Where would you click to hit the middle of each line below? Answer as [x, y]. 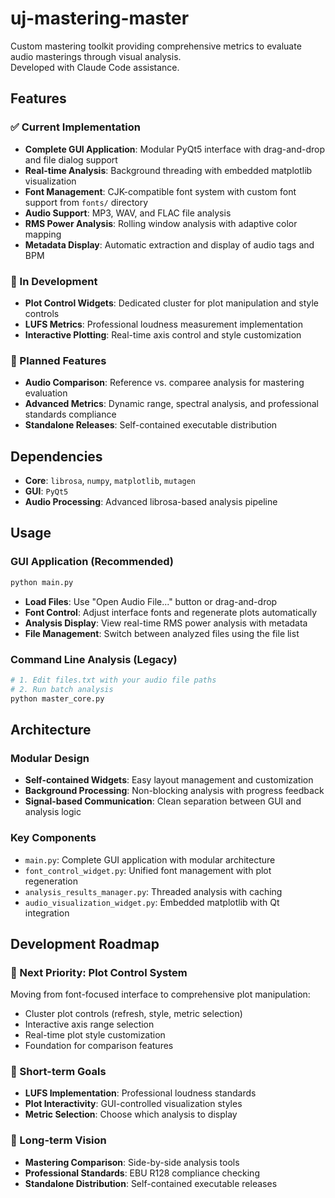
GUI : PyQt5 [46, 491]
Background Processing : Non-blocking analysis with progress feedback [174, 791]
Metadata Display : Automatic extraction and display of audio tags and [169, 244]
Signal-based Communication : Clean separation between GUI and [163, 801]
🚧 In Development [54, 281]
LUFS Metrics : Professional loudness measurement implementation [164, 324]
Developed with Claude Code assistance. [95, 67]
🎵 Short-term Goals [58, 1072]
